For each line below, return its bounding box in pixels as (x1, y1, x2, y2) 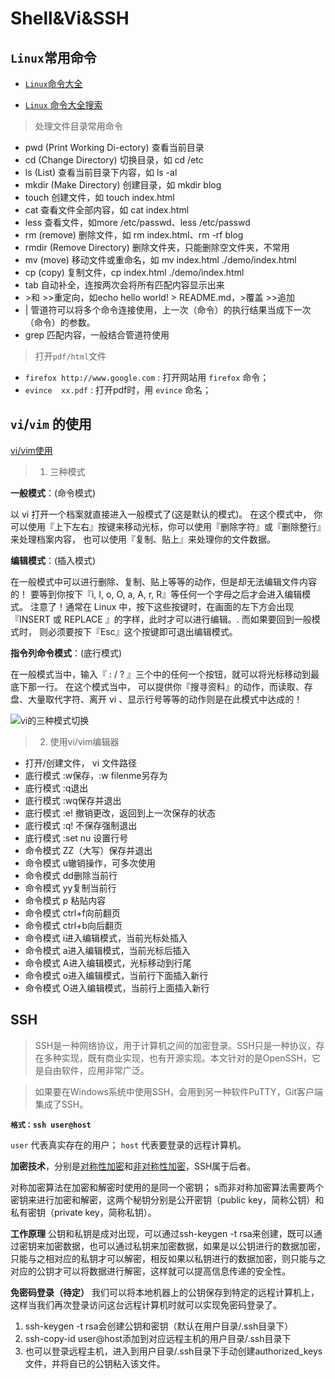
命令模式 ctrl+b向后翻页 (24, 919, 123, 931)
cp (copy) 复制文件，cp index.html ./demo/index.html (24, 267, 245, 278)
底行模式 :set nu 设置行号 (24, 832, 129, 844)
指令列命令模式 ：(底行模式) (10, 647, 123, 659)
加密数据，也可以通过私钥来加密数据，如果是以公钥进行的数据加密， (44, 1240, 326, 1252)
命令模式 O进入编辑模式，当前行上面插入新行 (24, 982, 210, 994)
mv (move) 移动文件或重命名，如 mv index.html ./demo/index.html (24, 254, 297, 266)
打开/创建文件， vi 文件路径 (24, 757, 137, 769)
